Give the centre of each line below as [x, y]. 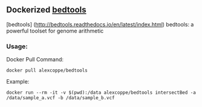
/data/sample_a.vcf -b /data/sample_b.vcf [60, 98]
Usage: [17, 46]
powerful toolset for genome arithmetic [55, 31]
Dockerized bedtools [46, 10]
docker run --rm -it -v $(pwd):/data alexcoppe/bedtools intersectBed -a [101, 93]
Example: [18, 82]
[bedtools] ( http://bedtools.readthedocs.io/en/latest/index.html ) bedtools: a [100, 24]
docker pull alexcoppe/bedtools [47, 71]
